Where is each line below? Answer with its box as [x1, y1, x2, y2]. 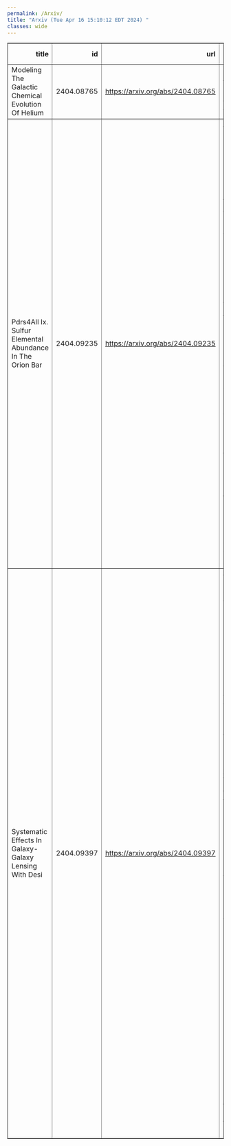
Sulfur [11, 326, 32, 335]
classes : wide [7, 23, 48, 30]
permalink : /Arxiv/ [7, 10, 63, 17]
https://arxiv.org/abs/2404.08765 [105, 87, 216, 96]
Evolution [11, 100, 42, 109]
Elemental [11, 335, 43, 344]
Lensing [11, 862, 38, 871]
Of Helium [11, 108, 44, 117]
